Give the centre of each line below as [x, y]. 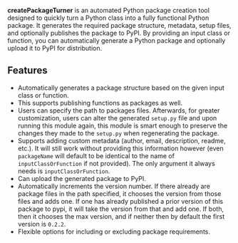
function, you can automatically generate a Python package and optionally [117, 41]
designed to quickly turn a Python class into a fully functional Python [108, 18]
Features [27, 71]
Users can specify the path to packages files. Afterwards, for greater [119, 110]
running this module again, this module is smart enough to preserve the [123, 125]
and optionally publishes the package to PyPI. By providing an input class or [119, 33]
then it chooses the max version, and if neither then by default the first [121, 216]
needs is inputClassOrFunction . [64, 171]
